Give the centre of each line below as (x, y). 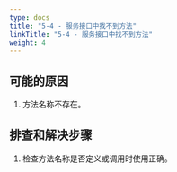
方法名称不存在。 (54, 105)
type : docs (30, 17)
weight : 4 (28, 43)
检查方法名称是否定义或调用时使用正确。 (97, 159)
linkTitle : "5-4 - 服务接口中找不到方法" (81, 34)
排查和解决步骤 (51, 135)
